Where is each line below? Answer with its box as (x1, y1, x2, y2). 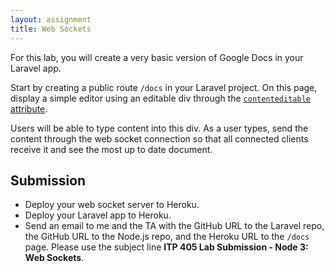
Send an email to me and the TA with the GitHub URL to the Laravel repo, (24, 220, 325, 232)
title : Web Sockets (10, 24, 92, 34)
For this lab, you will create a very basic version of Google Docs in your (10, 51, 304, 63)
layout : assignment (10, 14, 92, 25)
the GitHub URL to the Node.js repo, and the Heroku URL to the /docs (24, 231, 310, 243)
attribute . (10, 102, 48, 115)
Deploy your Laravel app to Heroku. (24, 209, 172, 221)
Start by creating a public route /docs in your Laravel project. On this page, (10, 81, 318, 93)
